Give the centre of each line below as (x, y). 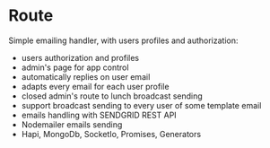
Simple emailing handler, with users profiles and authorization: (123, 40)
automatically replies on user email (86, 76)
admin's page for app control (75, 67)
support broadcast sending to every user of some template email (141, 105)
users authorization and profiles (80, 57)
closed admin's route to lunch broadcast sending (112, 96)
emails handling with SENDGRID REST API (99, 115)
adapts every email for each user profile (95, 86)
